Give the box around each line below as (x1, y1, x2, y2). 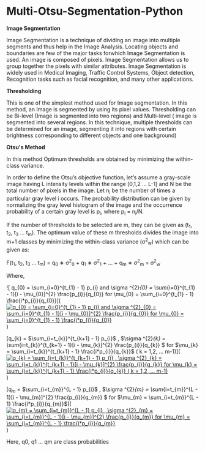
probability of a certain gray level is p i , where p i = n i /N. (6, 207, 144, 217)
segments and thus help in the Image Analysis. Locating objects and (6, 43, 179, 50)
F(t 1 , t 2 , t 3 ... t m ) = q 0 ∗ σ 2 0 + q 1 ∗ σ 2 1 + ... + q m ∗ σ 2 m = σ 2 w (6, 258, 160, 267)
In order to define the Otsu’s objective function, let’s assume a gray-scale (6, 173, 191, 181)
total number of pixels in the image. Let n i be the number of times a (6, 187, 176, 195)
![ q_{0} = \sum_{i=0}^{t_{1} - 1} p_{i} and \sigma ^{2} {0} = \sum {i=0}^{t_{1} (6, 284, 196, 291)
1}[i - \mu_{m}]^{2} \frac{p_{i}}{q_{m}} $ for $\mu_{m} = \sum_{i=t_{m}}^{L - (6, 393, 199, 401)
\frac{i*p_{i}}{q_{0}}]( (6, 297, 61, 304)
